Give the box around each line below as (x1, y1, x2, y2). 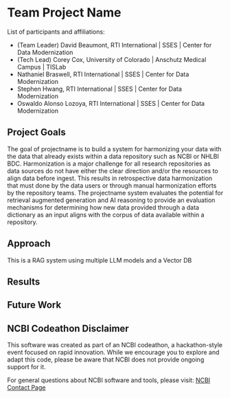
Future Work (7, 299, 62, 311)
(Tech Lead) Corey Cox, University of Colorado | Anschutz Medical (16, 55, 207, 63)
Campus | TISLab (16, 63, 67, 71)
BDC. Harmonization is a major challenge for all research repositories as (7, 159, 211, 168)
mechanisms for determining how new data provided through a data (7, 203, 200, 211)
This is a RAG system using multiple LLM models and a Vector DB (7, 256, 192, 264)
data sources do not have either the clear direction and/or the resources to (7, 166, 218, 175)
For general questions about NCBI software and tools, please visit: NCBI (7, 376, 211, 384)
